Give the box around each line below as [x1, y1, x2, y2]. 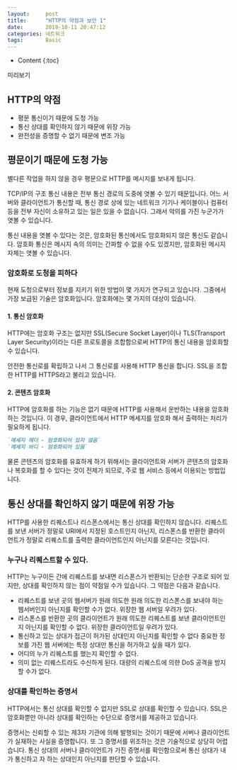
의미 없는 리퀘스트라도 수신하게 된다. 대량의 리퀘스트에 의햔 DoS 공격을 [17, 658, 214, 667]
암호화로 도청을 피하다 [7, 268, 78, 278]
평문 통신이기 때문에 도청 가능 [17, 113, 99, 122]
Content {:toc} [17, 56, 59, 64]
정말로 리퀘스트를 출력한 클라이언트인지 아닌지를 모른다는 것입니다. [25, 536, 210, 544]
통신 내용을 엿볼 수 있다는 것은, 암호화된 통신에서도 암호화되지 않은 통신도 [7, 231, 209, 239]
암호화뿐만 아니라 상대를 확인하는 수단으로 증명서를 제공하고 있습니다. [7, 713, 198, 721]
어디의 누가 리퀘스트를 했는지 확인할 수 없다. [17, 650, 139, 658]
